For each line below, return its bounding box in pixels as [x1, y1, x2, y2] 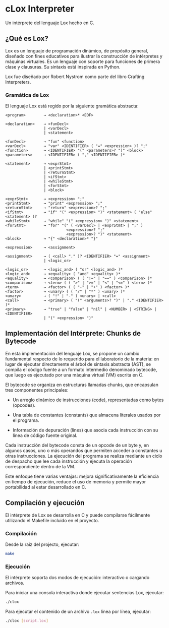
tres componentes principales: [5, 387, 69, 393]
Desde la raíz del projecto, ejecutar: [5, 541, 79, 547]
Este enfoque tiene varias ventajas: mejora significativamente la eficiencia [5, 473, 159, 479]
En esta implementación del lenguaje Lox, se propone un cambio [5, 350, 140, 356]
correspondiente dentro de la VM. [5, 463, 76, 469]
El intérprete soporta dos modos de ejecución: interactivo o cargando [5, 575, 150, 581]
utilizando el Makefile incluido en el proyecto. [5, 517, 99, 523]
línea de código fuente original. [12, 432, 78, 438]
